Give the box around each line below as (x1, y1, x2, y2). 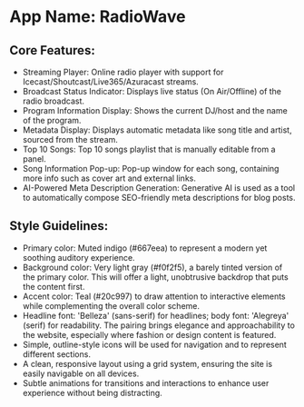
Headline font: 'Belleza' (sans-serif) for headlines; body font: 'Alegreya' (22, 310, 289, 321)
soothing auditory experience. (22, 252, 135, 263)
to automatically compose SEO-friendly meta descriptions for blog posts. (22, 193, 297, 203)
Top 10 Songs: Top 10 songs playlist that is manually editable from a (22, 144, 276, 154)
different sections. (22, 348, 91, 360)
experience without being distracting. (22, 387, 163, 398)
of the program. (22, 115, 82, 125)
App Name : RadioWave (9, 6, 186, 27)
